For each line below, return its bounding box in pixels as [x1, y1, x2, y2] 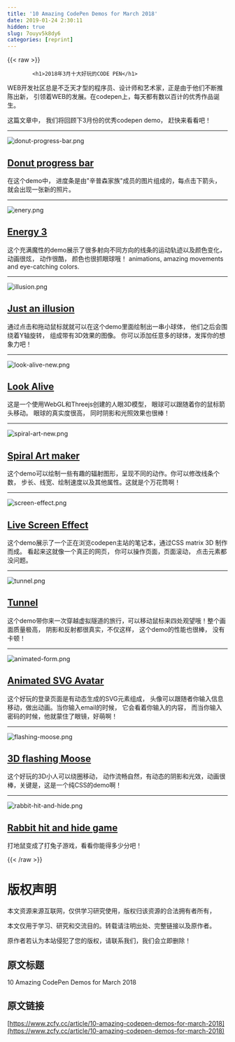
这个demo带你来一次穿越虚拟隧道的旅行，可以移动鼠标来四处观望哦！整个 [7, 616, 220, 625]
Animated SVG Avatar [7, 675, 104, 687]
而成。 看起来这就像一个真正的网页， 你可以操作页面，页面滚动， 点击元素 [7, 548, 221, 555]
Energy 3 [7, 226, 48, 238]
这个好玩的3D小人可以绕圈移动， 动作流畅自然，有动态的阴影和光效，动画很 [7, 772, 226, 780]
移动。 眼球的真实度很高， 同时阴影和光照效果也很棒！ [13, 409, 170, 417]
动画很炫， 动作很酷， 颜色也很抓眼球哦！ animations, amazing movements [7, 254, 224, 263]
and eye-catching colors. [7, 262, 80, 271]
